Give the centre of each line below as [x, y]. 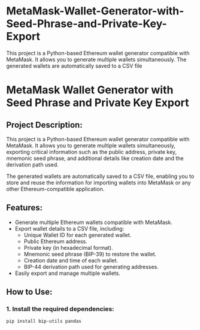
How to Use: [29, 292]
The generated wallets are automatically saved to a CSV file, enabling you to [100, 176]
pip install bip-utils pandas [44, 322]
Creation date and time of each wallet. [71, 260]
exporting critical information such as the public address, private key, [92, 152]
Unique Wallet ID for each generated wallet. [78, 235]
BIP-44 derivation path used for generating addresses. [91, 267]
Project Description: [44, 125]
